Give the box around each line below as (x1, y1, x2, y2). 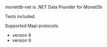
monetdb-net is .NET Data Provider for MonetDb (5, 4, 103, 10)
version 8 (12, 32, 31, 38)
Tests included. (5, 14, 36, 19)
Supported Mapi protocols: (5, 23, 59, 29)
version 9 (12, 37, 31, 43)
